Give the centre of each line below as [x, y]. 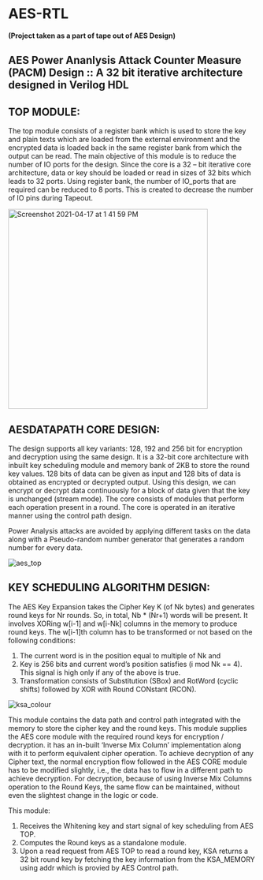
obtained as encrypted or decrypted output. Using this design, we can [122, 481]
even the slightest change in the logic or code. [83, 795]
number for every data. [46, 547]
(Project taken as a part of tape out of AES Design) [92, 36]
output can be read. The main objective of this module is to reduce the [122, 156]
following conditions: [42, 640]
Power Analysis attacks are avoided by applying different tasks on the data [129, 530]
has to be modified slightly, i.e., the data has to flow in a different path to [125, 770]
